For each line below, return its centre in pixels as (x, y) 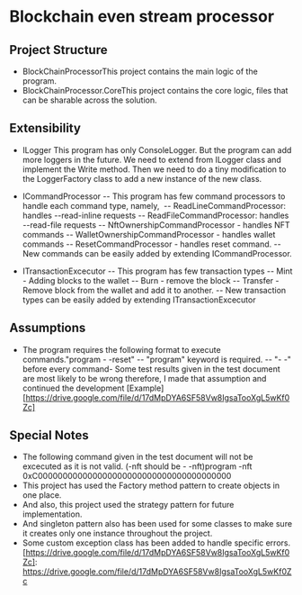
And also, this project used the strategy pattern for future (128, 505)
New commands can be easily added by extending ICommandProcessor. (157, 253)
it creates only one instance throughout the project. (117, 534)
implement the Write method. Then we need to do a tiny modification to (154, 169)
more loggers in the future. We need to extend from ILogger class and (151, 159)
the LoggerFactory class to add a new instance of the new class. (142, 178)
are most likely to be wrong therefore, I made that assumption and (144, 378)
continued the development (73, 388)
